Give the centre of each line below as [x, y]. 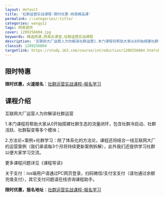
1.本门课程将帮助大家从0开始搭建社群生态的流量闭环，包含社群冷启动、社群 [81, 124]
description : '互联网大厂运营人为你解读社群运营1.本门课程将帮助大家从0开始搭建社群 [82, 41]
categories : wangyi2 [26, 23]
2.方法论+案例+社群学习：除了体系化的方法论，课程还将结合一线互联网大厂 [81, 140]
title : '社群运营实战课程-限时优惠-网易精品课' [48, 14]
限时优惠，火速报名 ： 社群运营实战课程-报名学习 [53, 84]
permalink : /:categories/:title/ [39, 19]
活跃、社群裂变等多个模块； [33, 130]
